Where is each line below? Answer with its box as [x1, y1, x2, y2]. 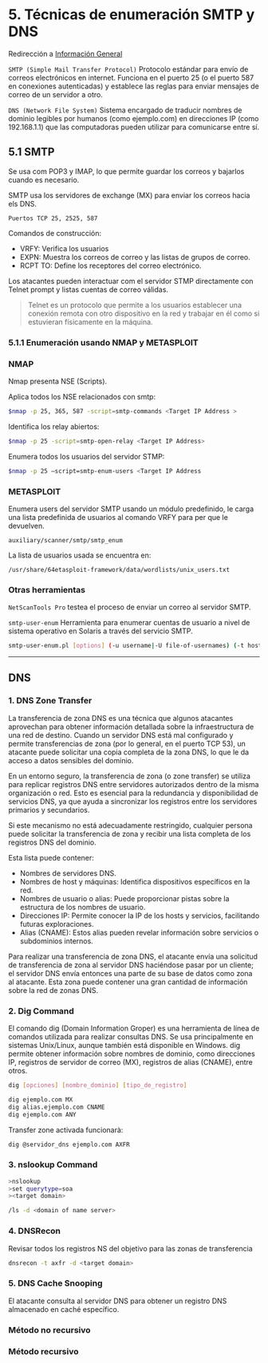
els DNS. [8, 199, 37, 208]
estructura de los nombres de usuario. [19, 902, 146, 912]
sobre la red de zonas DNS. [8, 985, 99, 995]
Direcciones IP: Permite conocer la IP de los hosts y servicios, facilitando [19, 911, 260, 920]
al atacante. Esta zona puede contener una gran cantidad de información [8, 977, 248, 987]
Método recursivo [8, 1345, 79, 1357]
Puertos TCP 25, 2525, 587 [8, 214, 98, 223]
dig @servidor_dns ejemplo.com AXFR [8, 1140, 130, 1148]
